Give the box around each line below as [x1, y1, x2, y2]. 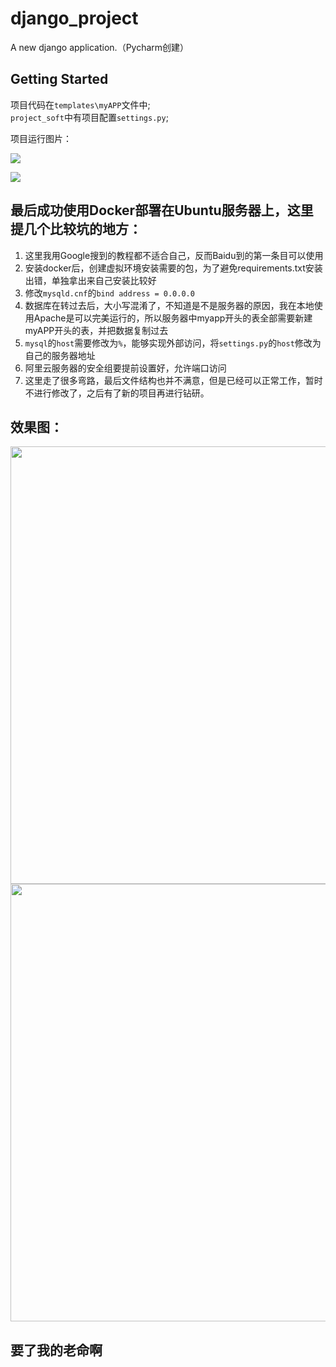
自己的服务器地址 [24, 349, 96, 361]
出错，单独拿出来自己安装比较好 [24, 274, 157, 286]
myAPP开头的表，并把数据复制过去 [24, 324, 169, 336]
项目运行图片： [10, 132, 72, 144]
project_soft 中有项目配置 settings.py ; [10, 111, 169, 123]
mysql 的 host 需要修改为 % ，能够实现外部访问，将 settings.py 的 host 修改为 [24, 337, 322, 349]
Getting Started [10, 71, 109, 88]
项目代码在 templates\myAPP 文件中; [10, 98, 151, 111]
